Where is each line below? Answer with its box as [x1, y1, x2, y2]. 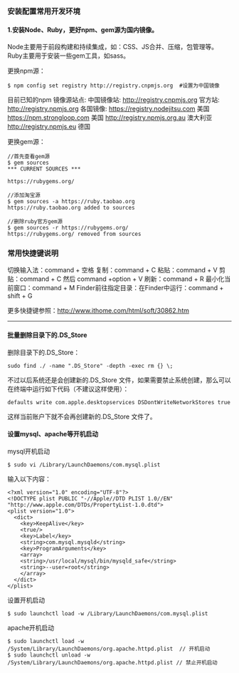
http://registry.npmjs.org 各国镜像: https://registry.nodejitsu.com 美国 [7, 105, 210, 113]
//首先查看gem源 [7, 153, 51, 160]
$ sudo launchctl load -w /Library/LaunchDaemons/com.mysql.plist [7, 610, 208, 617]
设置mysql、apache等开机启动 [7, 430, 98, 438]
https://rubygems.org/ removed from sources [7, 230, 142, 238]
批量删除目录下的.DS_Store [7, 331, 87, 339]
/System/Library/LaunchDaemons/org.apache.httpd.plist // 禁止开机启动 [7, 659, 218, 666]
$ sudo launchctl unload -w [7, 651, 91, 659]
